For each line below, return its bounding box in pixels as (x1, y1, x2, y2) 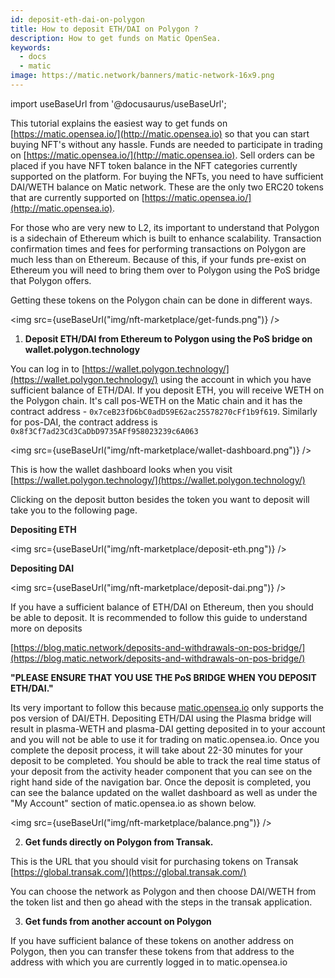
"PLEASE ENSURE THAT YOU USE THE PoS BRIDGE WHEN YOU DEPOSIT (10, 671, 317, 683)
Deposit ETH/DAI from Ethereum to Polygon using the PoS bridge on (24, 332, 313, 345)
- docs (19, 52, 47, 62)
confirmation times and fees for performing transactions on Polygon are (10, 242, 307, 255)
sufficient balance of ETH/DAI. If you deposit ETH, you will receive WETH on (10, 384, 325, 396)
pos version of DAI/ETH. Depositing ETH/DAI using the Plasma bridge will (10, 712, 312, 724)
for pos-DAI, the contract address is (10, 416, 158, 428)
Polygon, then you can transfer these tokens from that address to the (10, 945, 295, 957)
